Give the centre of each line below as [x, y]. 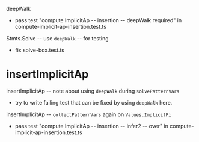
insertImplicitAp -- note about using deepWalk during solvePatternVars [93, 91]
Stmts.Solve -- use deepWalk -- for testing [58, 38]
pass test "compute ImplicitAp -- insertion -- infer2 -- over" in [91, 126]
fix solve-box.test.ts [40, 50]
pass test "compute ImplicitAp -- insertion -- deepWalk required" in [98, 20]
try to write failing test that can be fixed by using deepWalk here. [93, 102]
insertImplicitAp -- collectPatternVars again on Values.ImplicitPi [89, 114]
